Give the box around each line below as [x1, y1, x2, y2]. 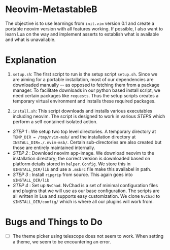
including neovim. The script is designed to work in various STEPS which [12, 113, 165, 119]
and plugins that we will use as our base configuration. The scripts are [12, 188, 160, 194]
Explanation [5, 54, 57, 66]
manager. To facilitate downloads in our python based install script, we [12, 87, 161, 93]
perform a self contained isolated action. [12, 118, 98, 125]
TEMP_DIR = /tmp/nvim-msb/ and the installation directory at [12, 133, 136, 140]
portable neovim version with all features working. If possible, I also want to [5, 25, 163, 31]
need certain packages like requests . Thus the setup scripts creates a [12, 92, 159, 98]
